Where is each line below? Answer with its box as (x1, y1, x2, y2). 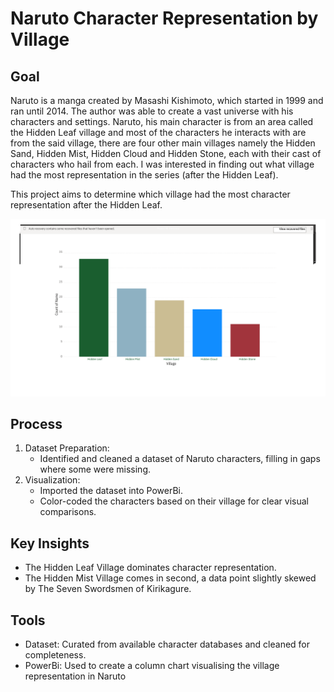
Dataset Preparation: (24, 442, 110, 454)
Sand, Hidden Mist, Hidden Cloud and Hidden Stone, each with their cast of (10, 148, 322, 159)
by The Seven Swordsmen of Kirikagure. (24, 583, 192, 595)
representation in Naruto (24, 670, 127, 682)
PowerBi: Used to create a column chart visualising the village (24, 659, 280, 671)
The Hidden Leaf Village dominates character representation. (24, 562, 277, 574)
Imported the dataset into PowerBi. (39, 485, 184, 497)
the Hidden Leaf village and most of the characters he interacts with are (10, 127, 307, 138)
